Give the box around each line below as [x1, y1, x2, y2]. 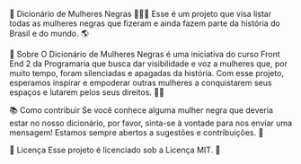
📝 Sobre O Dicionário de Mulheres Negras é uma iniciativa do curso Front [9, 49, 280, 59]
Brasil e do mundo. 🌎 [9, 28, 90, 39]
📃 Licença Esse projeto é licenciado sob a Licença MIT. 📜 [9, 144, 221, 155]
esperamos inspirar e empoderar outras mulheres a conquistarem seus [9, 77, 272, 88]
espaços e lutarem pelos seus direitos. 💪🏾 [9, 87, 164, 98]
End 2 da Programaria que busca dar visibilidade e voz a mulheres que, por [9, 58, 288, 69]
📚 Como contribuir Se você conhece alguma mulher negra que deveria [9, 105, 274, 116]
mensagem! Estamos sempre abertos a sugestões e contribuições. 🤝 [9, 127, 264, 138]
